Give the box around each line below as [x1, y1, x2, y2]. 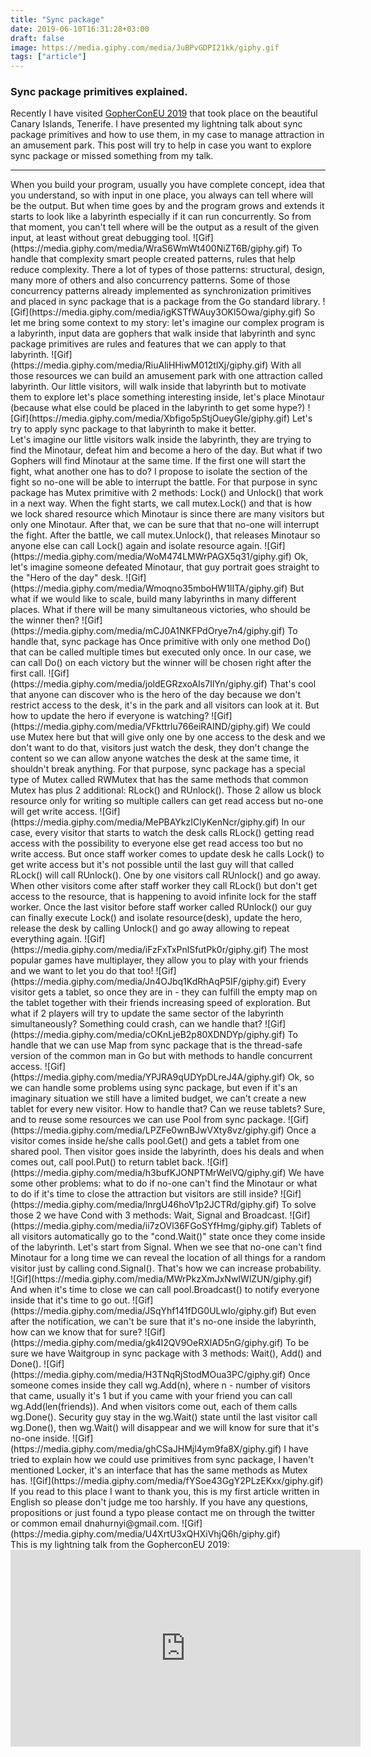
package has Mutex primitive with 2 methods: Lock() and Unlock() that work [10, 487, 324, 499]
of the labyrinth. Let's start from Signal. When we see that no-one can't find [10, 1241, 323, 1253]
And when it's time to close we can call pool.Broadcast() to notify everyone [10, 1284, 320, 1296]
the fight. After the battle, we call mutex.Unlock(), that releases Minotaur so [10, 529, 321, 541]
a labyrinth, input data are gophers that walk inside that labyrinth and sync [10, 327, 316, 340]
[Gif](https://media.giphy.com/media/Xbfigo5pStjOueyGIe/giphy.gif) [10, 412, 291, 425]
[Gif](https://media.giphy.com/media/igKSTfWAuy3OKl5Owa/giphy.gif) [10, 306, 302, 318]
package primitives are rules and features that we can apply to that [10, 338, 287, 350]
